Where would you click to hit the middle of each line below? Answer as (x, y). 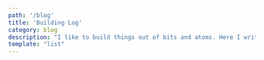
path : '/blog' (31, 15)
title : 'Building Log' (45, 23)
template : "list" (37, 44)
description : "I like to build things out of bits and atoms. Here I (125, 37)
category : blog (33, 30)
